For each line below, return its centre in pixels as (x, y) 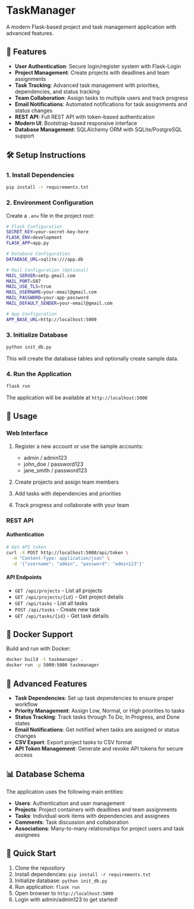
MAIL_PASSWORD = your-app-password (47, 298)
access (23, 755)
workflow (26, 704)
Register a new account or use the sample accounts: (79, 446)
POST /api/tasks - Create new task (57, 609)
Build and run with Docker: (39, 648)
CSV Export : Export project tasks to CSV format (73, 742)
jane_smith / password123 (55, 470)
